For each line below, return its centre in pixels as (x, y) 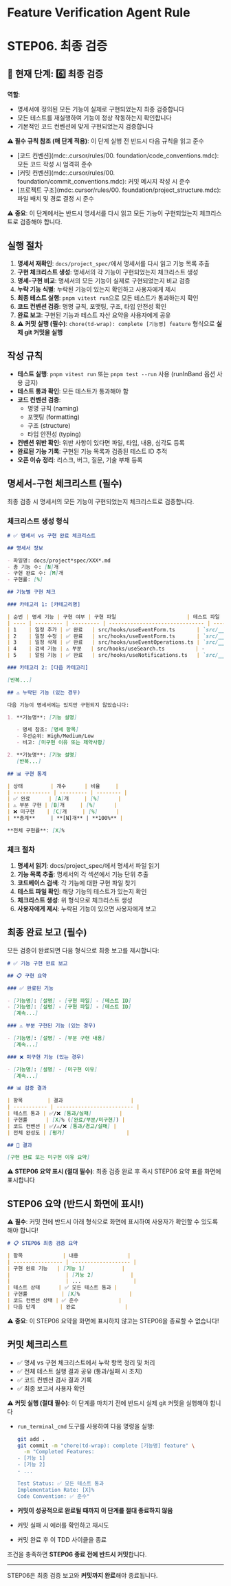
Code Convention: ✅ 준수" (53, 1496)
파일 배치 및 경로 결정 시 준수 (55, 199)
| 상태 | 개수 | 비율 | (63, 786)
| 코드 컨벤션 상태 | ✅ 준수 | (65, 1301)
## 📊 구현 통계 (27, 774)
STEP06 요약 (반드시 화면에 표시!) (76, 1204)
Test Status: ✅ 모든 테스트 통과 (60, 1484)
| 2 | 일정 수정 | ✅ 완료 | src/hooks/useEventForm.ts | (104, 636)
